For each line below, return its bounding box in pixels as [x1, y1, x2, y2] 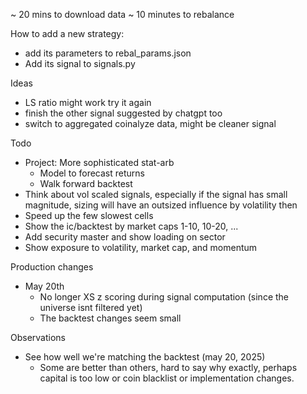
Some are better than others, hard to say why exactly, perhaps [39, 362, 298, 373]
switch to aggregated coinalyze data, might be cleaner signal [24, 118, 277, 129]
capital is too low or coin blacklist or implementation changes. [39, 372, 295, 384]
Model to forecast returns [39, 167, 145, 179]
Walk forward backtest [39, 178, 133, 189]
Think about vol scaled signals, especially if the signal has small [24, 189, 288, 200]
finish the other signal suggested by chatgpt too [24, 107, 223, 119]
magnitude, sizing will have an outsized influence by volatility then [24, 199, 298, 211]
